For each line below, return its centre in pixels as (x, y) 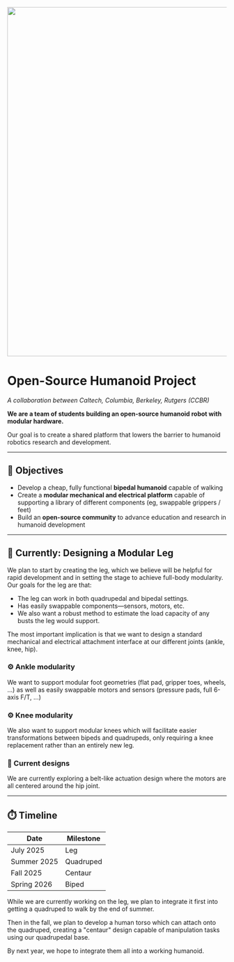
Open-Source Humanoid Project (102, 381)
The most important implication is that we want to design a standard (105, 634)
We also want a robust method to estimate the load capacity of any (114, 613)
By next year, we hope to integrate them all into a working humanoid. (106, 951)
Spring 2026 (32, 884)
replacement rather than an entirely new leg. (71, 745)
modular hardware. (36, 421)
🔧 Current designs (39, 764)
